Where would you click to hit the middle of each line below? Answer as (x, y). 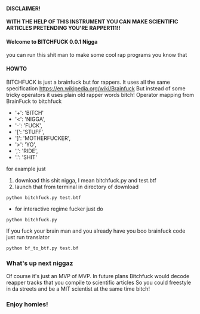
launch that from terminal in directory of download (77, 187)
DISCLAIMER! (23, 8)
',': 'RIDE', (26, 151)
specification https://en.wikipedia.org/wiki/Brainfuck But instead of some (96, 88)
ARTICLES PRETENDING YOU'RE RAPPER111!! (63, 28)
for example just (26, 169)
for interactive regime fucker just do (59, 209)
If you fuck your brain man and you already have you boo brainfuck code (96, 231)
